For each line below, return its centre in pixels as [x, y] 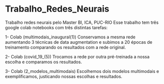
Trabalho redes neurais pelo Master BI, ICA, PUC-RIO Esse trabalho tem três [82, 22]
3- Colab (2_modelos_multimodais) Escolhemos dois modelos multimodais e [82, 71]
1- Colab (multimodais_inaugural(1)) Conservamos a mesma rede [70, 37]
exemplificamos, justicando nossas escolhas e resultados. [64, 76]
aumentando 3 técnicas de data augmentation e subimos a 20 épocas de [79, 42]
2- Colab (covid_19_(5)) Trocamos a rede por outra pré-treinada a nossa [77, 56]
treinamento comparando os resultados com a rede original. [66, 47]
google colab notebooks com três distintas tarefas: [56, 27]
